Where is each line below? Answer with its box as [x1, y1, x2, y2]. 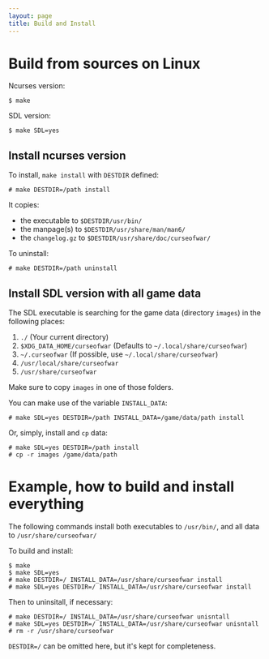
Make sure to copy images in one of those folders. [8, 383, 174, 392]
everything [8, 495, 84, 513]
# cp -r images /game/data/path [8, 451, 117, 459]
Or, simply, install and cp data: [8, 428, 108, 438]
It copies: [8, 200, 40, 210]
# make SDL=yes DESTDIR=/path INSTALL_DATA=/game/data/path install [8, 414, 245, 422]
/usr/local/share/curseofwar [19, 360, 119, 368]
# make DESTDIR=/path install [8, 186, 111, 195]
